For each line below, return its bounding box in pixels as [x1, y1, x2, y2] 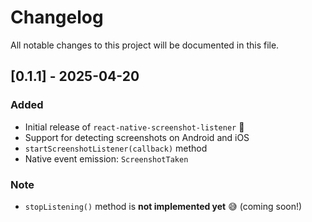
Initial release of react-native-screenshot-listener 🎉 [24, 121, 245, 133]
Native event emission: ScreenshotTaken [24, 152, 189, 165]
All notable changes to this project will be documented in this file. [10, 39, 280, 51]
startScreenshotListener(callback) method [24, 142, 208, 154]
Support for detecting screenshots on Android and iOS [24, 131, 250, 143]
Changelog [10, 6, 104, 29]
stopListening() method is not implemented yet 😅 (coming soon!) [24, 200, 303, 212]
